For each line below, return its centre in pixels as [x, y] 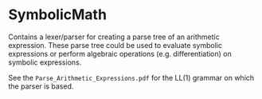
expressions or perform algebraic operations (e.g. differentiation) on [120, 53]
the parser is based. [41, 86]
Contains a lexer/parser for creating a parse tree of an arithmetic [114, 37]
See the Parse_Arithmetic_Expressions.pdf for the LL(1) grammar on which [131, 77]
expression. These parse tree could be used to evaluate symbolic [115, 45]
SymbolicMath [58, 15]
